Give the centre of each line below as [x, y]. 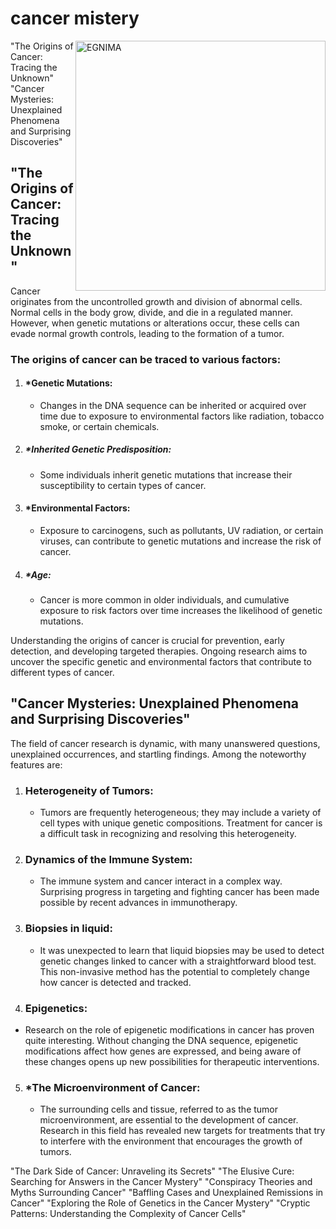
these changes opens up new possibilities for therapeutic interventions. [172, 1062]
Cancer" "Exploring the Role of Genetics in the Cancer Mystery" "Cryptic [160, 1203]
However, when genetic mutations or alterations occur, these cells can [155, 323]
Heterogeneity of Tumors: [89, 790]
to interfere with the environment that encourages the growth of [171, 1141]
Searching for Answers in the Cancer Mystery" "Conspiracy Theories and [161, 1182]
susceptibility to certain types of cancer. [123, 485]
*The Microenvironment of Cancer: [112, 1087]
